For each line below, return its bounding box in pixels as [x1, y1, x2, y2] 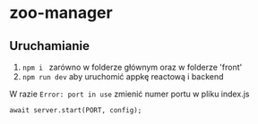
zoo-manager [9, 3, 114, 23]
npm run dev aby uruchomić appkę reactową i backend [21, 71, 224, 82]
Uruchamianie [9, 38, 90, 54]
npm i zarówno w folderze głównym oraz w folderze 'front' [21, 62, 243, 72]
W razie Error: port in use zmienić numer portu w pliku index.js [9, 88, 250, 99]
